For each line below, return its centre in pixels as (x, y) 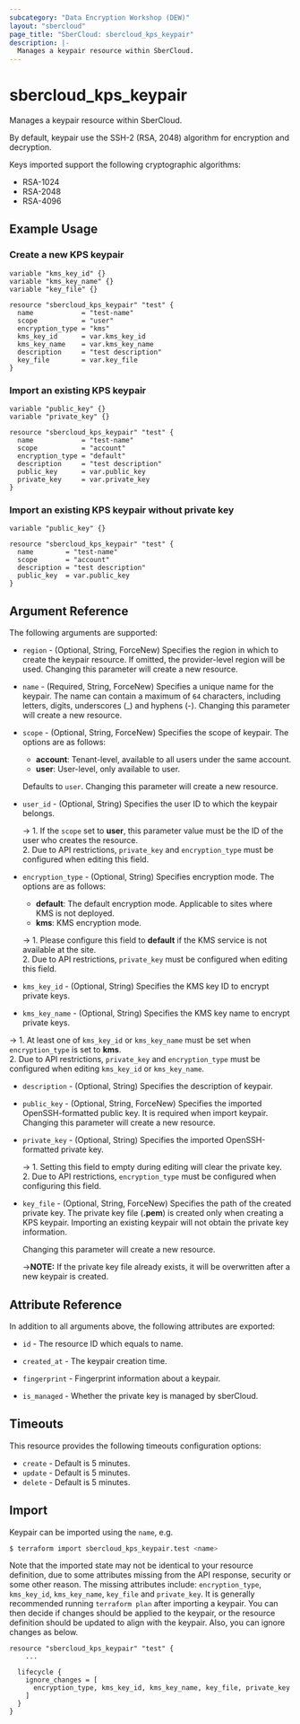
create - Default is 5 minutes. (76, 1463)
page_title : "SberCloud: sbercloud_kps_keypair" (102, 34)
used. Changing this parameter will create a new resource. (130, 669)
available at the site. (59, 950)
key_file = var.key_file (78, 360)
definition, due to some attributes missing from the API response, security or (150, 1575)
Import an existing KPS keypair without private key (122, 510)
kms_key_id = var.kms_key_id (81, 336)
